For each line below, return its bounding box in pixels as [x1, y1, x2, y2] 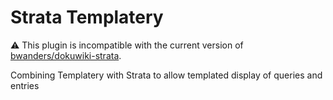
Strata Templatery [10, 6, 164, 29]
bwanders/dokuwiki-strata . [10, 49, 122, 61]
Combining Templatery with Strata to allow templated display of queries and [10, 69, 323, 81]
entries [10, 79, 40, 91]
